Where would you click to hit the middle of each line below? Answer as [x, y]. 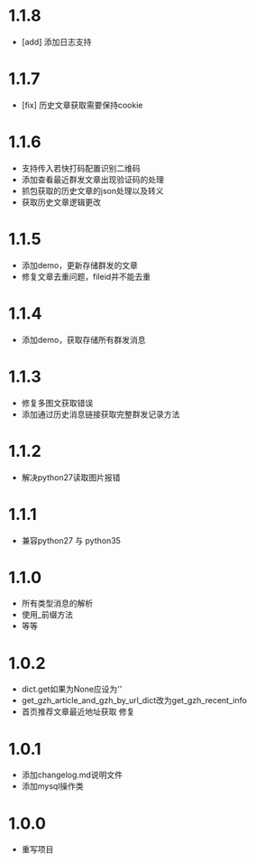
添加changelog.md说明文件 [72, 775]
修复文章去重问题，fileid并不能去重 [86, 276]
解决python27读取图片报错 [71, 477]
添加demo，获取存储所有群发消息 [83, 339]
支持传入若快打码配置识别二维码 [81, 168]
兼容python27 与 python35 [71, 540]
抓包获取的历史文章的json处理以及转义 [92, 190]
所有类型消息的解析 [57, 603]
